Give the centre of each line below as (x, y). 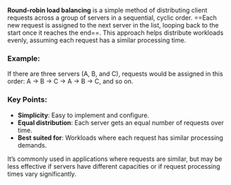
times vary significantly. (42, 174)
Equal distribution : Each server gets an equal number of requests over (121, 122)
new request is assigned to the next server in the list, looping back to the (113, 25)
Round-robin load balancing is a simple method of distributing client (107, 10)
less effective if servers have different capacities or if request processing (114, 166)
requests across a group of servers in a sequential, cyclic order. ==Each (112, 18)
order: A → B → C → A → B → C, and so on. (70, 81)
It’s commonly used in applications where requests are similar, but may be (115, 159)
